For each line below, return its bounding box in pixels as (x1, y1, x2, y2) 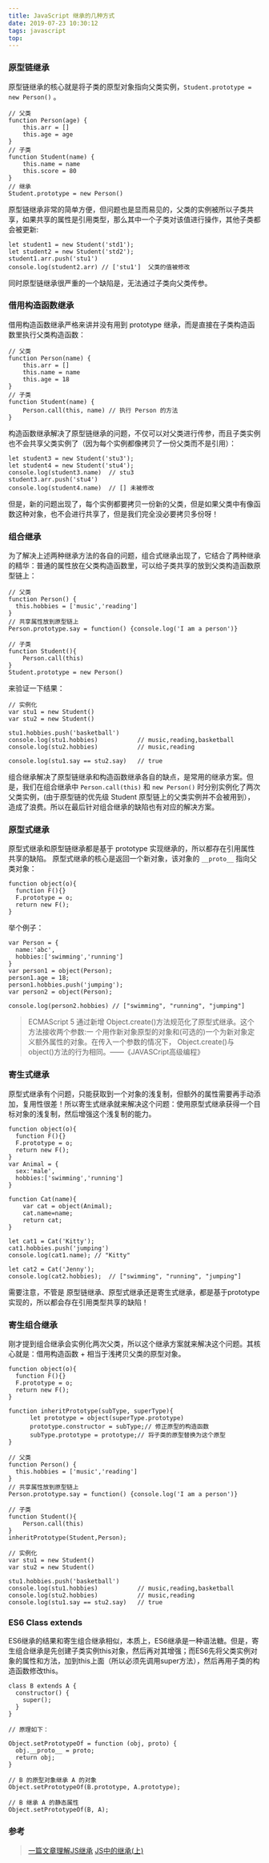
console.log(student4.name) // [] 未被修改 (8, 484, 155, 492)
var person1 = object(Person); (8, 967, 113, 975)
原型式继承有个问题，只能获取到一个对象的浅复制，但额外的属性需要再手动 (8, 1089, 254, 1099)
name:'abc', (15, 946, 56, 954)
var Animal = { (8, 1159, 59, 1168)
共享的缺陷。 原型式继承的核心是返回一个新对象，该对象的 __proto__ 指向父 (8, 854, 258, 864)
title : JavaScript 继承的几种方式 (8, 11, 115, 20)
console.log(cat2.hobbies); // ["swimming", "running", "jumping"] (8, 1272, 242, 1280)
